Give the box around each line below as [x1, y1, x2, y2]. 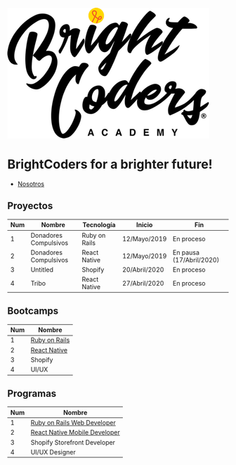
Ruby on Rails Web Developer [30, 419, 116, 427]
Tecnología [82, 221, 116, 229]
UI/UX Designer [30, 447, 76, 456]
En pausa [172, 248, 200, 257]
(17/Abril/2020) [172, 255, 220, 264]
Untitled [30, 265, 54, 274]
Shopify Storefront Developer [30, 438, 116, 447]
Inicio [136, 221, 153, 229]
